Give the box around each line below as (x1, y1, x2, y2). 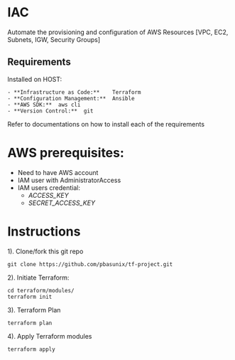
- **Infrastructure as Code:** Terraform (7, 88, 141, 96)
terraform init (7, 293, 53, 300)
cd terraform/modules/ (7, 287, 75, 294)
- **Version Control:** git (7, 107, 94, 115)
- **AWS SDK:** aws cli (7, 101, 81, 108)
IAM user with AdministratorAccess (17, 176, 121, 184)
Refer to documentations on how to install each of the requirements (7, 120, 204, 128)
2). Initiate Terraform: (7, 273, 70, 282)
